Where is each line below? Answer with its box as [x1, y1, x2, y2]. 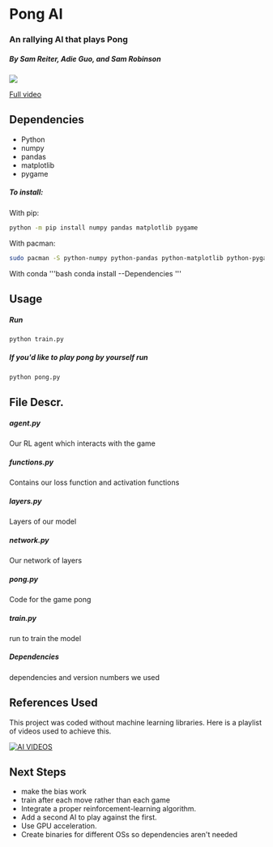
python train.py [9, 335, 64, 343]
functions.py [9, 457, 54, 467]
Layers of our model [9, 516, 77, 526]
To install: [9, 187, 44, 197]
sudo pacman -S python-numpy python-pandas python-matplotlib [9, 254, 224, 262]
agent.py [9, 418, 41, 428]
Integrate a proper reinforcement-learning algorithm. [20, 804, 197, 814]
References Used [9, 696, 98, 710]
